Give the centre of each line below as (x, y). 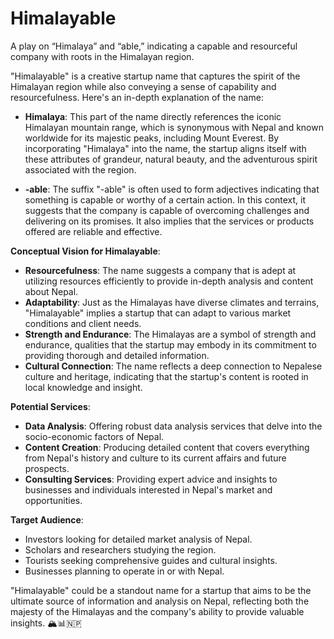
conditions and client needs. (83, 323)
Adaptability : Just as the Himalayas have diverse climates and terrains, (172, 302)
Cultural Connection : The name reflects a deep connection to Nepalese (173, 366)
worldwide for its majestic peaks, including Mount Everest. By (152, 138)
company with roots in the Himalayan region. (102, 56)
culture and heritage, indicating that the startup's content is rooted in (166, 376)
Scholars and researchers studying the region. (120, 549)
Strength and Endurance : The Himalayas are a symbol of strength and (170, 334)
